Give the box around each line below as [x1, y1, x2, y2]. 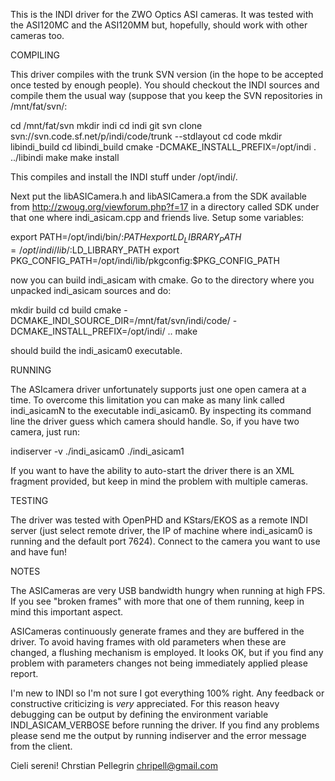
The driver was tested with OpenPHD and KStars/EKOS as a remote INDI [10, 514, 308, 526]
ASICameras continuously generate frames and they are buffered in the [10, 625, 305, 637]
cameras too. [10, 30, 65, 41]
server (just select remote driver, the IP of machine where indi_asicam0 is [10, 524, 313, 536]
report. [10, 667, 39, 679]
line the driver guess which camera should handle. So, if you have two [10, 415, 300, 427]
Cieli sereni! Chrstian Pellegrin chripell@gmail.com [10, 759, 218, 771]
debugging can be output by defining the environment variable [10, 708, 269, 720]
